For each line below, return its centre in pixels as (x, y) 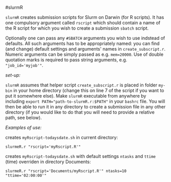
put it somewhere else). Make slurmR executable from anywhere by (76, 96)
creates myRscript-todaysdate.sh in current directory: (62, 137)
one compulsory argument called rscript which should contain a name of (83, 23)
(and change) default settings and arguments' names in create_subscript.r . (86, 49)
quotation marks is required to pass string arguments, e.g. (66, 60)
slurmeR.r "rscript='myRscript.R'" (43, 147)
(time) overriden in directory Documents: (48, 162)
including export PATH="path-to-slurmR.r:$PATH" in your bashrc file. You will (85, 101)
